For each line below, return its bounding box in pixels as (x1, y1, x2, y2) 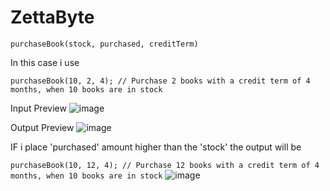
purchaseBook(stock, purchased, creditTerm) (10, 39, 199, 49)
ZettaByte (10, 6, 95, 29)
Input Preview (10, 102, 67, 114)
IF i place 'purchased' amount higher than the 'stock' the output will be (10, 141, 302, 153)
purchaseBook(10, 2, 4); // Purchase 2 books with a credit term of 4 (10, 76, 311, 86)
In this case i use (10, 56, 80, 68)
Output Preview (10, 121, 75, 133)
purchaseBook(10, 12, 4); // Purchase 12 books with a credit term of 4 (10, 160, 320, 170)
